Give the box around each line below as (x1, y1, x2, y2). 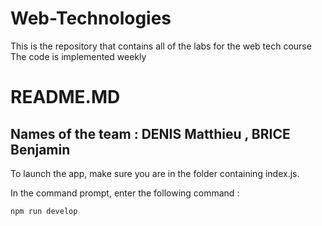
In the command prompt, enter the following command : (10, 187, 240, 199)
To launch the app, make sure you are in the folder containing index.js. (10, 167, 300, 179)
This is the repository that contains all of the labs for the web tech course (10, 40, 312, 52)
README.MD (10, 86, 121, 109)
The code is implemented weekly (10, 50, 147, 62)
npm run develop (10, 206, 78, 216)
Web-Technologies (10, 7, 172, 30)
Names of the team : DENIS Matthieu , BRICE (10, 125, 291, 142)
